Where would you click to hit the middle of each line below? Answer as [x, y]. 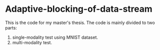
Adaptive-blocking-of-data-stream [79, 9]
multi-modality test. [32, 42]
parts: [11, 27]
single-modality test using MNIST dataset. [55, 37]
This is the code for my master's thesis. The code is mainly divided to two [80, 23]
